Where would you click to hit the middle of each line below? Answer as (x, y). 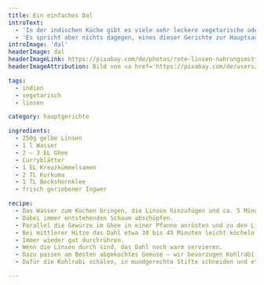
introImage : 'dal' (38, 45)
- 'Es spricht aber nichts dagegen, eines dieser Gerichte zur (121, 37)
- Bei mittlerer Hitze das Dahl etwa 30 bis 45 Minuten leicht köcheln (135, 232)
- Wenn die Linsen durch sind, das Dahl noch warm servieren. (119, 247)
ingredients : (29, 131)
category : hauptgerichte (49, 117)
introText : (26, 23)
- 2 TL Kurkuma (40, 175)
